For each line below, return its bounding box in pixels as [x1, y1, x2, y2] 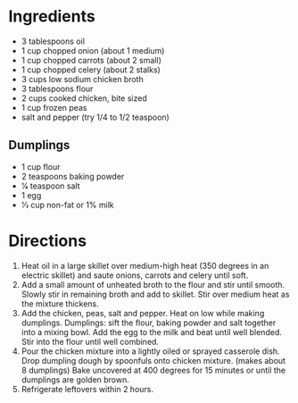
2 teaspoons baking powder [21, 171, 125, 181]
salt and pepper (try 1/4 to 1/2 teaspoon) [21, 112, 170, 122]
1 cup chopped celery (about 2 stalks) [21, 64, 161, 75]
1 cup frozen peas [21, 102, 87, 113]
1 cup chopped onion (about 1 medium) [21, 45, 165, 55]
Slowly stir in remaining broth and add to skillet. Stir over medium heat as [21, 289, 290, 299]
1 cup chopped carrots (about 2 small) [21, 55, 161, 65]
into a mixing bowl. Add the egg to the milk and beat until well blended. [21, 326, 282, 337]
